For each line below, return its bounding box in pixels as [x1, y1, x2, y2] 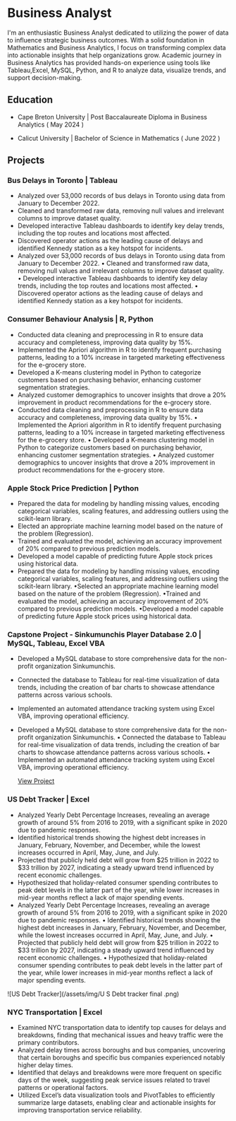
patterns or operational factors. [17, 1083, 108, 1091]
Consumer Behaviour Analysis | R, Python [7, 315, 154, 324]
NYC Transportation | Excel [7, 1007, 103, 1017]
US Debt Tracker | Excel [7, 794, 90, 804]
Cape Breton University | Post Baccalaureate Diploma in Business [17, 112, 208, 121]
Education [7, 94, 54, 106]
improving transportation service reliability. [17, 1105, 142, 1114]
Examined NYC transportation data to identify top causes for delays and [17, 1023, 227, 1031]
